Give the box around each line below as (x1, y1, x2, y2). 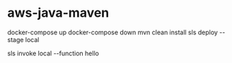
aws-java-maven (7, 5, 110, 21)
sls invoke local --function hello (7, 49, 99, 57)
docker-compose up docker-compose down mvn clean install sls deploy (7, 28, 218, 36)
